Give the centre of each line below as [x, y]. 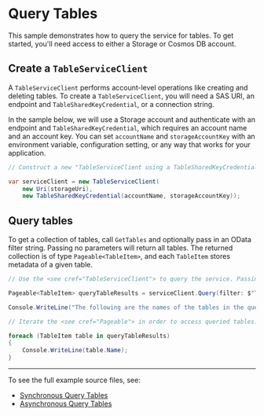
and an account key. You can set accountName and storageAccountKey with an [132, 136]
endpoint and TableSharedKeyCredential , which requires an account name [128, 127]
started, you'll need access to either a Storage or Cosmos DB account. [122, 43]
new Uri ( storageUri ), [57, 189]
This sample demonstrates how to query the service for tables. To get [121, 35]
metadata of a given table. [50, 265]
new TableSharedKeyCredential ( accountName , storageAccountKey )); [132, 196]
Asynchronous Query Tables [66, 404]
